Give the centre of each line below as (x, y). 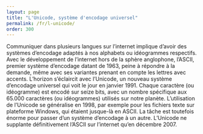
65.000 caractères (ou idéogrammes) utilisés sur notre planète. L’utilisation (101, 99)
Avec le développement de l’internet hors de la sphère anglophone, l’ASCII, (100, 59)
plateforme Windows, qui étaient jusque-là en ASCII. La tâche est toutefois (100, 111)
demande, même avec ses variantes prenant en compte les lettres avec (96, 73)
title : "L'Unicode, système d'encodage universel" (72, 18)
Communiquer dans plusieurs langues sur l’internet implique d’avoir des (97, 47)
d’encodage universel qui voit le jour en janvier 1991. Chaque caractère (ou (100, 86)
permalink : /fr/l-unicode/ (41, 23)
